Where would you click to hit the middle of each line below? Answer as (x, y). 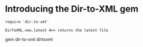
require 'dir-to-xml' (27, 22)
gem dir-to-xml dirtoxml (29, 39)
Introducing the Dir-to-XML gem (72, 9)
